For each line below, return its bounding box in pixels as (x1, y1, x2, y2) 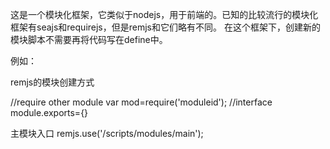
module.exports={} (10, 107, 89, 118)
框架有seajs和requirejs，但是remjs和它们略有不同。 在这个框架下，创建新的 (10, 21, 321, 33)
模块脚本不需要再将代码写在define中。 (10, 34, 168, 45)
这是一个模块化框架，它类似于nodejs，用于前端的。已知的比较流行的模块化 (10, 9, 319, 20)
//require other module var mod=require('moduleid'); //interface (10, 96, 273, 108)
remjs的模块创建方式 (10, 76, 95, 88)
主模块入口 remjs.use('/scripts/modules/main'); (10, 128, 204, 139)
